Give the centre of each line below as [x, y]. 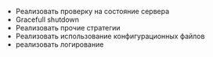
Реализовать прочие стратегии [68, 28]
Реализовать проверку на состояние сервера [92, 11]
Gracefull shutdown [47, 20]
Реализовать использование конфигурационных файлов [110, 36]
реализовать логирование [60, 45]
